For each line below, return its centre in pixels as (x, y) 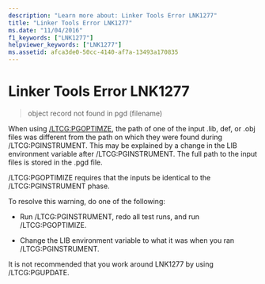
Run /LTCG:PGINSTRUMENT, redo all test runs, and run (110, 216)
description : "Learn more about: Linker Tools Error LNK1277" (113, 15)
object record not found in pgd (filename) (95, 113)
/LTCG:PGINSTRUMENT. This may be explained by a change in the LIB (123, 145)
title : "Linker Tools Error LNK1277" (70, 23)
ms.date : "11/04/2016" (45, 30)
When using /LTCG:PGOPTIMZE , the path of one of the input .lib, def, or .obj (132, 128)
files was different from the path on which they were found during (115, 137)
